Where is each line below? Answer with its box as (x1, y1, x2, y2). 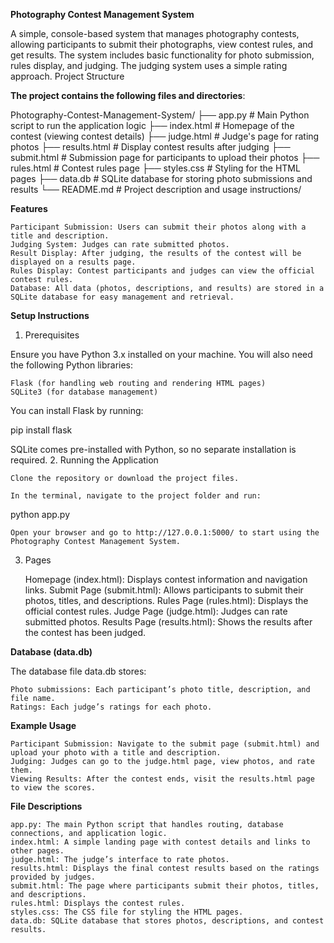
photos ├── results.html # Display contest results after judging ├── (10, 141, 291, 153)
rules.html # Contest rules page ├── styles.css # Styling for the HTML (10, 162, 301, 174)
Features (10, 203, 48, 214)
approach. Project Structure (10, 70, 125, 82)
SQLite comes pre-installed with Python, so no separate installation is (10, 444, 297, 455)
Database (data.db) (10, 646, 93, 658)
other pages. (10, 846, 65, 856)
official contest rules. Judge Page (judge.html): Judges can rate (24, 605, 288, 617)
